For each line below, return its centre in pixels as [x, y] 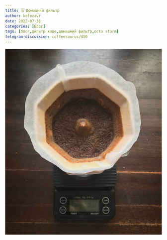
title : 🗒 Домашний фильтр [32, 10]
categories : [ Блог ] [25, 26]
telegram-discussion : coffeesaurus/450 [46, 37]
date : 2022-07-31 [23, 21]
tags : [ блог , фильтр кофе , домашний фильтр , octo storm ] [62, 32]
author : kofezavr [23, 16]
